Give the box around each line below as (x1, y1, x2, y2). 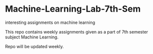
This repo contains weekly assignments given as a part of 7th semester (5, 29, 149, 35)
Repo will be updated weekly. (5, 43, 64, 49)
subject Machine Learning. (5, 34, 58, 40)
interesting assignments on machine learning (5, 19, 96, 25)
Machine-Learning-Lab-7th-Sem (5, 3, 141, 15)
